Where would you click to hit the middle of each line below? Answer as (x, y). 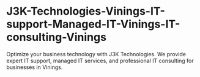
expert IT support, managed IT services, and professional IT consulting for (100, 61)
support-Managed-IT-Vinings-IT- (93, 24)
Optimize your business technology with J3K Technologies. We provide (96, 54)
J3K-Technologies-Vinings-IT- (86, 11)
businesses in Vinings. (35, 67)
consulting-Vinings (57, 37)
